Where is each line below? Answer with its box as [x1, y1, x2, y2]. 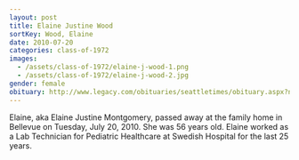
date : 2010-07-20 [9, 37, 74, 47]
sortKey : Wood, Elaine [9, 29, 93, 38]
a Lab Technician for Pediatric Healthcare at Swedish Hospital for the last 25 [9, 131, 289, 141]
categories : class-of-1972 [9, 46, 109, 55]
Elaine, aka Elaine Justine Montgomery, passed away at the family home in [9, 112, 283, 123]
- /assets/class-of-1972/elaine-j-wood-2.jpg [17, 71, 190, 80]
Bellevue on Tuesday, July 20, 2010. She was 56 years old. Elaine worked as [9, 121, 289, 132]
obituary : [9, 87, 46, 96]
